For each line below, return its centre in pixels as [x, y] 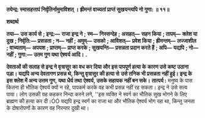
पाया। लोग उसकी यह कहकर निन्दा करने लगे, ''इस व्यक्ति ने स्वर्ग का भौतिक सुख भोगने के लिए [97, 94]
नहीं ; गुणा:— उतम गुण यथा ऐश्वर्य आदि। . [47, 54]
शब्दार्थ [13, 22]
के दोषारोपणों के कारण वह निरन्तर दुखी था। [48, 108]
